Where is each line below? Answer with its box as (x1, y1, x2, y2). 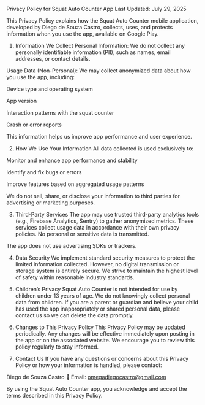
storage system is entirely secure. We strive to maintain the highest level (15, 267, 198, 274)
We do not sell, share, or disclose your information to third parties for (6, 193, 181, 199)
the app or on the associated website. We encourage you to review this (15, 337, 195, 344)
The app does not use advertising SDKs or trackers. (6, 242, 137, 249)
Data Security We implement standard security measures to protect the (15, 254, 195, 261)
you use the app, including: (6, 74, 75, 80)
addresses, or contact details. (15, 55, 91, 62)
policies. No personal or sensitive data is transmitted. (15, 230, 149, 237)
